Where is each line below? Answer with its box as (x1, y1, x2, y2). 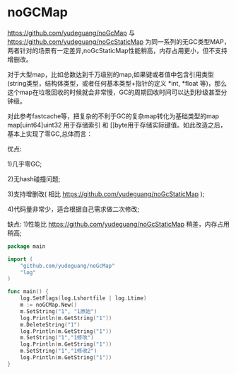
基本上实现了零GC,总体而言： (7, 129, 93, 138)
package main (7, 242, 46, 250)
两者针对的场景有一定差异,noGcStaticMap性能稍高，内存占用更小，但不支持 (7, 46, 228, 55)
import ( (7, 256, 33, 263)
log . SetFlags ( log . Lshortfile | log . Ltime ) (20, 295, 147, 302)
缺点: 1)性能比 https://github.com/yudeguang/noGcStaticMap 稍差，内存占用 (7, 220, 230, 228)
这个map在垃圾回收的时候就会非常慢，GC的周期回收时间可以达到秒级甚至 (7, 88, 221, 96)
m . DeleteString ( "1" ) (20, 321, 81, 328)
